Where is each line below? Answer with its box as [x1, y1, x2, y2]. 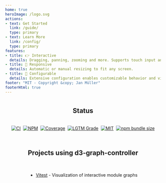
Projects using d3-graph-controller [28, 149, 138, 157]
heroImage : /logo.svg [5, 12, 50, 17]
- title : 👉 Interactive [5, 53, 56, 58]
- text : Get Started [5, 21, 48, 26]
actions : [5, 16, 23, 21]
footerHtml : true [5, 85, 41, 90]
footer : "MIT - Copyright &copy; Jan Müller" [5, 80, 100, 85]
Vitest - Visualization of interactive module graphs [36, 172, 138, 178]
